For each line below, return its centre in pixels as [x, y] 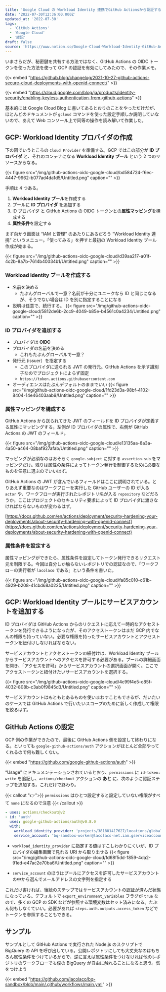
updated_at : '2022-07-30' [32, 19]
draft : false [19, 42]
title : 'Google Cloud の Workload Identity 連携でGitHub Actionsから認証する [83, 10]
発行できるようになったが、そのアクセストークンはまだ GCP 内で [88, 630]
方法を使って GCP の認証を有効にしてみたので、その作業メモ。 [95, 67]
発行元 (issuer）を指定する [39, 361]
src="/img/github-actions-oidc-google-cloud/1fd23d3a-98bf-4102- [81, 390]
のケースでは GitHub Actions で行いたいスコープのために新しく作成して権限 [82, 704]
